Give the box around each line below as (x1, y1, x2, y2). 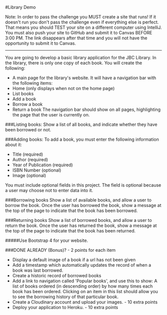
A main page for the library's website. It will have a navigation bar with (12, 75, 157, 81)
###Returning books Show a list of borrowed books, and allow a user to (5, 217, 152, 223)
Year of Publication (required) (12, 162, 73, 168)
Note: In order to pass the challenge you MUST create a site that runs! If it (5, 14, 157, 19)
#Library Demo (5, 4, 36, 10)
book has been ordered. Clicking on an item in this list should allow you (12, 289, 158, 294)
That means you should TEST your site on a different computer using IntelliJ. (5, 24, 162, 30)
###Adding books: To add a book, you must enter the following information (5, 136, 159, 142)
